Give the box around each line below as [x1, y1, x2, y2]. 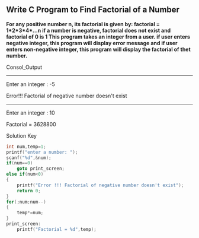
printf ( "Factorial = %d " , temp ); [17, 226, 97, 232]
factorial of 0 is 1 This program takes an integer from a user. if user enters [6, 33, 191, 40]
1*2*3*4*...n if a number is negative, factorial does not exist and [6, 27, 171, 34]
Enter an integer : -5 [6, 80, 55, 88]
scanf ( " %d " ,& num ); [6, 154, 52, 161]
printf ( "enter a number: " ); [6, 149, 78, 155]
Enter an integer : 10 [6, 109, 55, 116]
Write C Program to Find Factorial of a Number [6, 5, 179, 15]
